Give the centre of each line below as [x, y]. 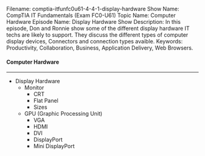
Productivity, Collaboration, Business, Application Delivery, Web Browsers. [100, 48]
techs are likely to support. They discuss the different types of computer [97, 35]
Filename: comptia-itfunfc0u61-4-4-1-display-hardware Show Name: [93, 9]
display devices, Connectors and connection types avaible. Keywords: [95, 41]
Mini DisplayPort [54, 146]
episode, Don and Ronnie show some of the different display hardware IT [98, 28]
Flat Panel [46, 101]
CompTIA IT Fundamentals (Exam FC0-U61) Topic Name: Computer [91, 15]
